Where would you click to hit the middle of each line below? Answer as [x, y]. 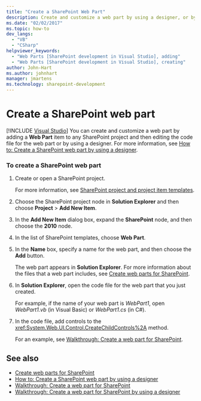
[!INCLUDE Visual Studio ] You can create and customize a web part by [93, 130]
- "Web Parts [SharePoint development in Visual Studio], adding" [96, 56]
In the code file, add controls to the [58, 321]
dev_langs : [20, 34]
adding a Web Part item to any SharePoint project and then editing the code [100, 137]
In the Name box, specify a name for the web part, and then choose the [103, 249]
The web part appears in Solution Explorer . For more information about [103, 267]
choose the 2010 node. [44, 226]
